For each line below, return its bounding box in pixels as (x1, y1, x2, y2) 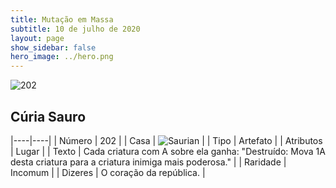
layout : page (10, 33, 65, 43)
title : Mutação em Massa (10, 14, 114, 25)
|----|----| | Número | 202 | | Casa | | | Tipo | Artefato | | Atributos (10, 134, 323, 146)
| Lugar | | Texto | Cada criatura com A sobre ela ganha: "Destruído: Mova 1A (10, 145, 326, 157)
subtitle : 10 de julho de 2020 (10, 24, 141, 34)
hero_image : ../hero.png (10, 52, 114, 62)
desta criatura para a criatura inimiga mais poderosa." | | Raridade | (10, 156, 287, 168)
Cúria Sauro (10, 108, 87, 125)
